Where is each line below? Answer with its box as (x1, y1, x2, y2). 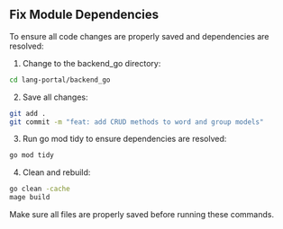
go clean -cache (9, 184, 70, 194)
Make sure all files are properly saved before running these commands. (9, 209, 275, 220)
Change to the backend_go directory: (22, 57, 161, 68)
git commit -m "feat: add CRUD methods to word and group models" (9, 117, 264, 127)
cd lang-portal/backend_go (9, 75, 111, 84)
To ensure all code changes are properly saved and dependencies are (9, 31, 269, 41)
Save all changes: (22, 92, 88, 102)
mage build (9, 193, 50, 202)
